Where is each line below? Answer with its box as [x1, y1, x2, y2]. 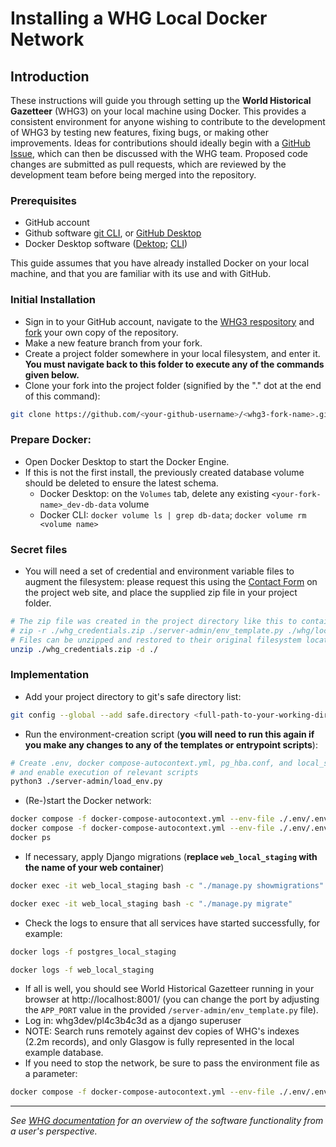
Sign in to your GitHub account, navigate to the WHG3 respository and [24, 315, 315, 327]
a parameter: [24, 1068, 78, 1080]
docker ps [10, 833, 52, 843]
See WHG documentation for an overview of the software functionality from [10, 1115, 324, 1127]
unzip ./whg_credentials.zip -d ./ [10, 644, 159, 654]
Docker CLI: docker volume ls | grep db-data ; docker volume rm [39, 508, 307, 521]
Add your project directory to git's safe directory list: [24, 690, 242, 702]
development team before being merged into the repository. [10, 169, 257, 181]
